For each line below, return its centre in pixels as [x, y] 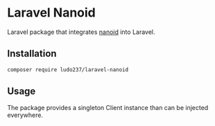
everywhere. [25, 115]
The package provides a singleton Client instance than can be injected [108, 108]
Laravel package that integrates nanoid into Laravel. [81, 32]
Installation [32, 54]
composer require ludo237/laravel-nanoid [68, 70]
